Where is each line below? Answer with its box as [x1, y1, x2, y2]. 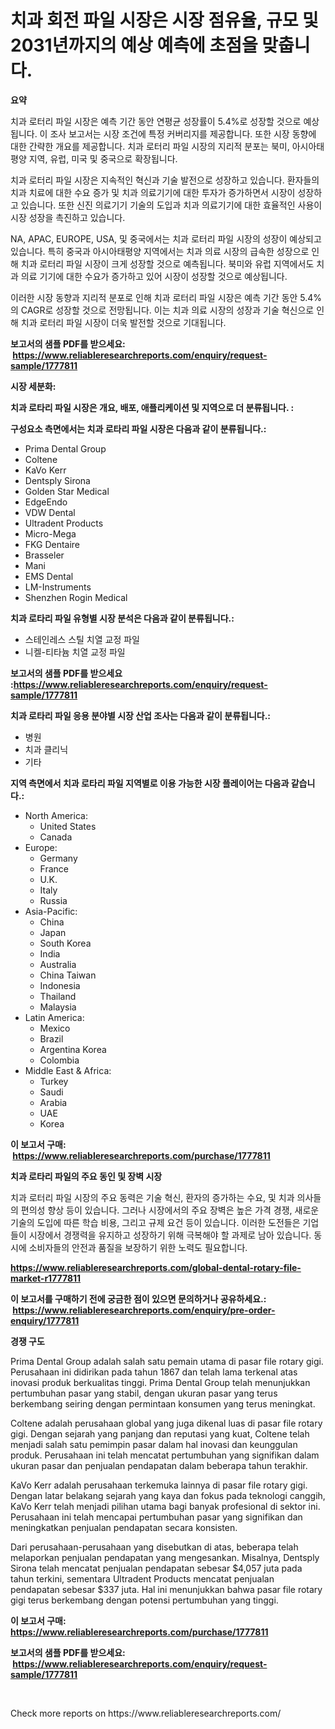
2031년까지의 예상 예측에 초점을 [10, 34, 258, 57]
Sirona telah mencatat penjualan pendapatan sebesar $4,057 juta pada [10, 1562, 303, 1574]
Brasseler [24, 549, 65, 561]
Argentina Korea [39, 1043, 107, 1055]
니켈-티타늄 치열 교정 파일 [24, 646, 126, 658]
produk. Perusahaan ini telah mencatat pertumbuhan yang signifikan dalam [10, 1449, 320, 1461]
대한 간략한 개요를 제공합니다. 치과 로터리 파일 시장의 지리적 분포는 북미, [10, 140, 290, 152]
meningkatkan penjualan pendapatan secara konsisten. [10, 1521, 238, 1533]
